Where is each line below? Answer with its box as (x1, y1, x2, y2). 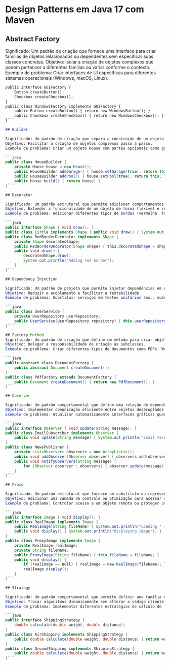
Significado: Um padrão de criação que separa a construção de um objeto (5, 136, 164, 141)
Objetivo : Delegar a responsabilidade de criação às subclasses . (5, 342, 146, 347)
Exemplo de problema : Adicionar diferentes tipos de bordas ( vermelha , (5, 211, 159, 216)
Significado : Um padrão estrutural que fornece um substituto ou (5, 491, 146, 496)
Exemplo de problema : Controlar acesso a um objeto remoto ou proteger (5, 500, 159, 506)
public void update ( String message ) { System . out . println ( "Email (14, 435, 155, 440)
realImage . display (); (23, 566, 69, 572)
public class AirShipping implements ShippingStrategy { (5, 631, 128, 637)
